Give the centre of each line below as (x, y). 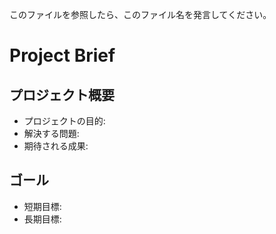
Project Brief (62, 55)
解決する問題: (51, 133)
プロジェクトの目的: (64, 121)
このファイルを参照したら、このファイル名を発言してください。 (140, 14)
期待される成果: (56, 146)
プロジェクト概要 (62, 94)
